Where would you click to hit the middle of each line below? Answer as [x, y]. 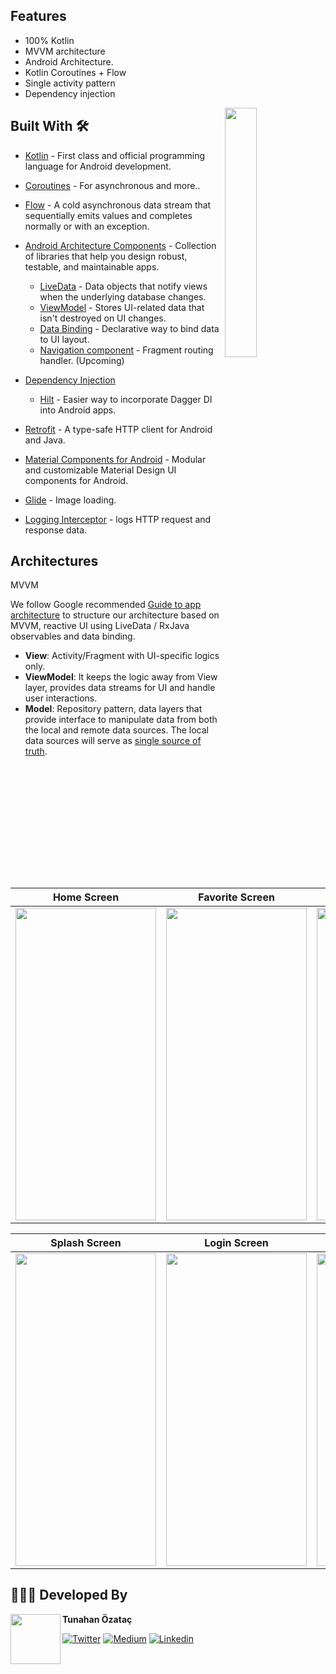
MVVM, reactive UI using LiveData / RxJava [100, 626]
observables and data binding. [73, 636]
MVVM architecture [65, 51]
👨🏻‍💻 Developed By [69, 1595]
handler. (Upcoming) [82, 360]
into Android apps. [78, 410]
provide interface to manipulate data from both [121, 720]
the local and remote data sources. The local [116, 730]
